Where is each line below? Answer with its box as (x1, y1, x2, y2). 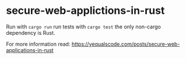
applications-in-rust (6, 46, 54, 53)
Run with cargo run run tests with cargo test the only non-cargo (6, 23, 162, 30)
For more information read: (6, 40, 71, 47)
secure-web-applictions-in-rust (6, 4, 165, 17)
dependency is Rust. (6, 29, 55, 36)
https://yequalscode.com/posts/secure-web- (71, 40, 180, 47)
